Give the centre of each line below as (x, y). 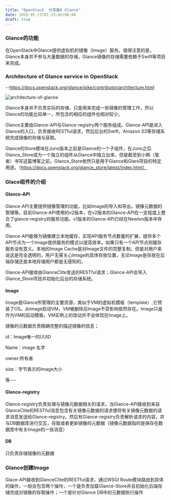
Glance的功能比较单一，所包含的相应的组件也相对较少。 (64, 114)
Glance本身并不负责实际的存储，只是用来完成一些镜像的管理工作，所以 (80, 108)
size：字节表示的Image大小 (34, 369)
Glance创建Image (27, 467)
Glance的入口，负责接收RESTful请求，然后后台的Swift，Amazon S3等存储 (83, 131)
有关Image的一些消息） (43, 429)
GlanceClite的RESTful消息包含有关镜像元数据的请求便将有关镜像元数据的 (81, 410)
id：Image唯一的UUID (28, 337)
